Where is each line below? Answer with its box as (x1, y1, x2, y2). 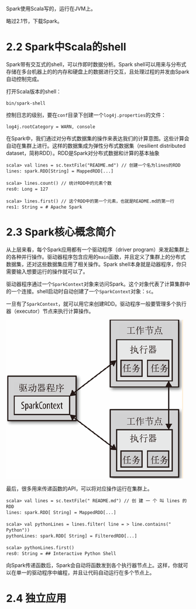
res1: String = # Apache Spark (6, 204, 82, 210)
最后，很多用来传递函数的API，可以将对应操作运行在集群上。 (6, 485, 153, 492)
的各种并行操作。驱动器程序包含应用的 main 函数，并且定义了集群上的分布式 (6, 253, 186, 260)
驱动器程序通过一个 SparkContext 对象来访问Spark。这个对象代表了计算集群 (6, 280, 185, 287)
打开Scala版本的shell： (6, 87, 61, 95)
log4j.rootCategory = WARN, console (6, 124, 95, 130)
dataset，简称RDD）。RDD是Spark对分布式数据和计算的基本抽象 (6, 149, 160, 157)
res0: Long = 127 (6, 186, 49, 192)
